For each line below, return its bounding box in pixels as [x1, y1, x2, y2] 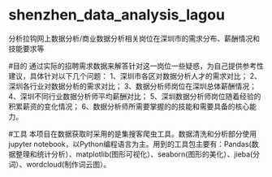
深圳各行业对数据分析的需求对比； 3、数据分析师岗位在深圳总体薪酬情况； [8, 81, 257, 91]
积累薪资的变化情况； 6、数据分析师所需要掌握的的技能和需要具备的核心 [8, 101, 250, 111]
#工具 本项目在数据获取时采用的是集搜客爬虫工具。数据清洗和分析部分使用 [8, 128, 257, 139]
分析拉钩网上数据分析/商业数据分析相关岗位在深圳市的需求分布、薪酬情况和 [8, 33, 261, 43]
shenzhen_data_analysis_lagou [8, 6, 226, 24]
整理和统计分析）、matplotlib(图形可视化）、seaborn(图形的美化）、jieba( [15, 149, 253, 159]
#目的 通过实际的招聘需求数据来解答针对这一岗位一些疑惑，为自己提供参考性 [8, 61, 264, 71]
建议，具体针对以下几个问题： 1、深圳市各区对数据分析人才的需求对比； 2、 [8, 71, 262, 80]
